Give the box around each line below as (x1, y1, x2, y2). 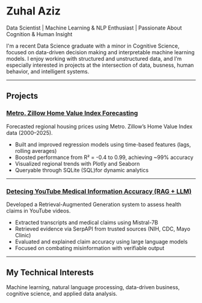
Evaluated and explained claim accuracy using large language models (14, 238, 188, 245)
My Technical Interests (6, 267, 94, 278)
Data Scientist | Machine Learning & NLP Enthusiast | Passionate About (6, 24, 182, 31)
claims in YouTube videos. (6, 207, 71, 214)
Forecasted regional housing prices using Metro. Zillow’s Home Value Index (6, 122, 193, 130)
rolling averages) (14, 147, 57, 154)
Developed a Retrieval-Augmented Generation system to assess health (6, 201, 182, 208)
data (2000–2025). (6, 129, 53, 136)
